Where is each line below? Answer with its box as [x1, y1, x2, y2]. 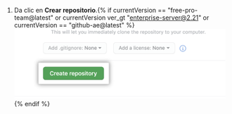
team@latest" [13, 13, 54, 22]
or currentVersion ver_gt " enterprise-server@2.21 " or [55, 13, 210, 22]
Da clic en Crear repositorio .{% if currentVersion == [13, 6, 167, 14]
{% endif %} [13, 99, 51, 108]
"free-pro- [167, 6, 198, 14]
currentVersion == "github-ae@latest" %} [13, 21, 135, 29]
